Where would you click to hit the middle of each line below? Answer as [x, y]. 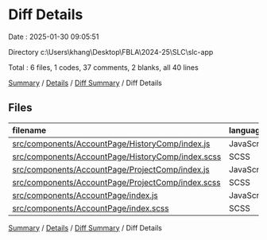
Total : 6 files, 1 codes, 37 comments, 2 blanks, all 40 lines [103, 67]
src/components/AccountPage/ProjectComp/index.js [111, 169]
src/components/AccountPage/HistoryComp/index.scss [117, 157]
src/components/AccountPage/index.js [85, 195]
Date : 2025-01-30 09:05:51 [54, 37]
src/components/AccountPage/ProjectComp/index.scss [116, 182]
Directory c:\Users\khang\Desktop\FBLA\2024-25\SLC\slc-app [111, 52]
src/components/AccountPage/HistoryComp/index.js [111, 143]
